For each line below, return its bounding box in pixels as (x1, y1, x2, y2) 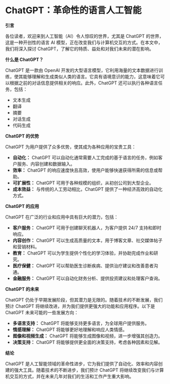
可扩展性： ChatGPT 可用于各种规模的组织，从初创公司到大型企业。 (12, 180, 154, 186)
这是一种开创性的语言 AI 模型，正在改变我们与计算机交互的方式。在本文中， (5, 39, 163, 46)
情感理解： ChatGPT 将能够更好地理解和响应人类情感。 (12, 326, 127, 332)
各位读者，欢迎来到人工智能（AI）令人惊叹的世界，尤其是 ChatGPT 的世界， (5, 33, 164, 39)
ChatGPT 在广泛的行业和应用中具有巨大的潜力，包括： (5, 214, 119, 220)
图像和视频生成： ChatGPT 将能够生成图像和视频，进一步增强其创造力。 (12, 332, 163, 339)
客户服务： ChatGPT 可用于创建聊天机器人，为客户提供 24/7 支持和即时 (12, 225, 162, 231)
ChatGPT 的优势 (5, 133, 39, 139)
